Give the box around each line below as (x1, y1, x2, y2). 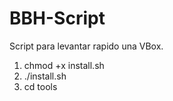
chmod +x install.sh (23, 59, 105, 71)
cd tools (23, 80, 58, 92)
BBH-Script (9, 7, 106, 30)
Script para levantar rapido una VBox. (9, 40, 164, 52)
